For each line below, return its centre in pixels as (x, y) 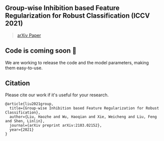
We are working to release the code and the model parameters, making (77, 62)
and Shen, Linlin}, (25, 121)
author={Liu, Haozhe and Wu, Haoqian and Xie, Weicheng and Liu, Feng (83, 117)
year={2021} (22, 130)
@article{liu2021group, (29, 104)
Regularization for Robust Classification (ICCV (78, 16)
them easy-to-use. (24, 68)
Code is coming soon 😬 (41, 51)
